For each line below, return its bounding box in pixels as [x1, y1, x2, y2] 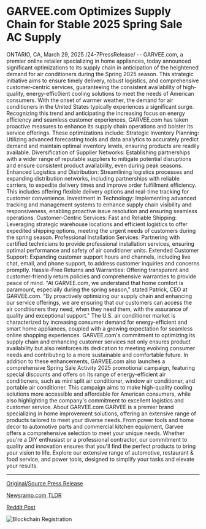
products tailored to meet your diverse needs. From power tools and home [6, 416, 194, 423]
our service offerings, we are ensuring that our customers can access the [6, 299, 192, 306]
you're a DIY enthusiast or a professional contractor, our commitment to [6, 436, 188, 443]
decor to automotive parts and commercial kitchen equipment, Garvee [6, 423, 184, 430]
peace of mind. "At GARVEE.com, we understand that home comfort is [6, 279, 184, 286]
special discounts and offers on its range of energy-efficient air [6, 370, 166, 378]
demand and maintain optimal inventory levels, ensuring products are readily [6, 142, 200, 149]
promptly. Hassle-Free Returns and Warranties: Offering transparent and [6, 266, 189, 273]
